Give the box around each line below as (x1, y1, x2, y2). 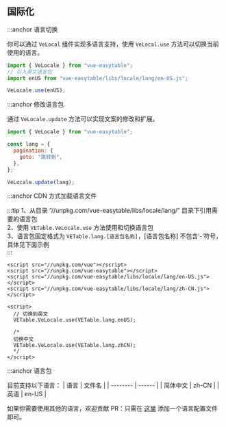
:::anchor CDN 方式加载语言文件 (7, 192, 97, 200)
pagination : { (13, 147, 53, 155)
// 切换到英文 (13, 311, 49, 318)
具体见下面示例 (7, 241, 49, 249)
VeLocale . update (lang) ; (7, 179, 75, 185)
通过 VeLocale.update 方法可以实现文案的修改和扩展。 (7, 115, 159, 123)
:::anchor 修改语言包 (7, 101, 64, 109)
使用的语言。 (7, 48, 43, 56)
